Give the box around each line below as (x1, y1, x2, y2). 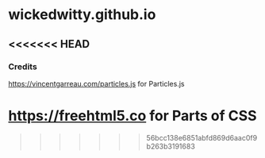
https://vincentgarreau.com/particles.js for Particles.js (8, 79, 185, 88)
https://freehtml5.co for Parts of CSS (8, 107, 257, 125)
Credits (8, 61, 37, 72)
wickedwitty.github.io (8, 6, 156, 24)
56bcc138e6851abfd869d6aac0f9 (146, 133, 258, 142)
